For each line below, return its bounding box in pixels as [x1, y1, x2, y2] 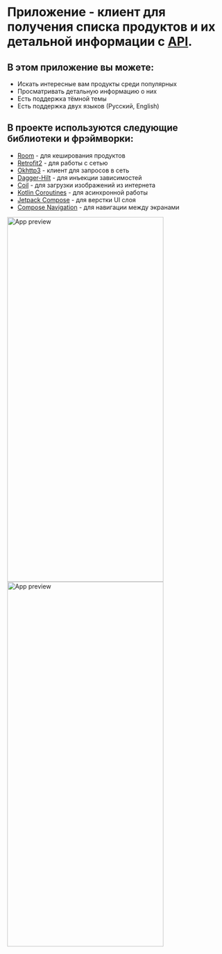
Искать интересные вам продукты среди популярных [17, 80, 177, 88]
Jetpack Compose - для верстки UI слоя [17, 195, 137, 204]
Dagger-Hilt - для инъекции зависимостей [17, 173, 142, 181]
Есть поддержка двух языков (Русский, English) [17, 102, 160, 110]
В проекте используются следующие [7, 122, 178, 134]
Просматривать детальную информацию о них [17, 88, 157, 95]
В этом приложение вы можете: [7, 61, 154, 73]
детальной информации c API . [7, 34, 193, 49]
